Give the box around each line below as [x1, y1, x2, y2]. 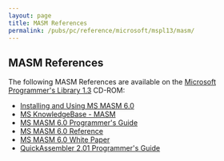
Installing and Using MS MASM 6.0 [19, 101, 134, 111]
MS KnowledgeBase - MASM [19, 109, 116, 120]
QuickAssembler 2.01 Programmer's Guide [19, 143, 161, 153]
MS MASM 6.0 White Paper [19, 135, 110, 144]
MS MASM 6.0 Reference [19, 127, 104, 136]
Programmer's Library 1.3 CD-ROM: [8, 85, 126, 96]
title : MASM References [8, 19, 88, 27]
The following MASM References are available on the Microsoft [8, 77, 217, 87]
